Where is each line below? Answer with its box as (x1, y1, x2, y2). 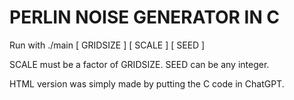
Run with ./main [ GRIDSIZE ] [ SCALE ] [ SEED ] (9, 39, 206, 51)
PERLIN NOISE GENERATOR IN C (9, 6, 281, 29)
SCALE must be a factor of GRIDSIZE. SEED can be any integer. (9, 58, 270, 70)
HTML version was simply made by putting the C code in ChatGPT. (9, 77, 285, 90)
